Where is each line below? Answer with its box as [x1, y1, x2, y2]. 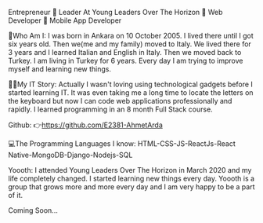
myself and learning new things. [8, 64, 112, 74]
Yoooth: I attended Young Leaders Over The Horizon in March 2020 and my [8, 166, 252, 174]
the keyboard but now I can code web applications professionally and [8, 97, 232, 105]
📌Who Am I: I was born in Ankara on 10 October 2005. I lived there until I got [8, 31, 254, 40]
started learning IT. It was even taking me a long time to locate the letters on [8, 88, 254, 97]
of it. [8, 191, 23, 199]
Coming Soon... [8, 206, 59, 215]
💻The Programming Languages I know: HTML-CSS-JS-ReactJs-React [8, 139, 236, 148]
